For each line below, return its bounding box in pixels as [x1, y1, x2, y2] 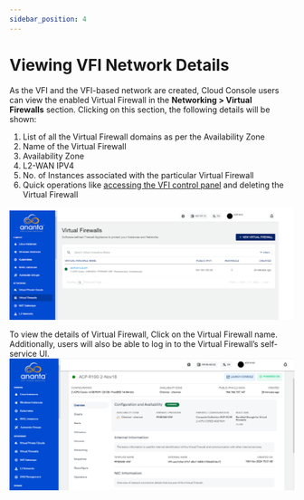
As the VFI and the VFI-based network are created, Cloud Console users [9, 84, 280, 95]
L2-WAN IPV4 [22, 159, 75, 171]
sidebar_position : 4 [9, 14, 88, 24]
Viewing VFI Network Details [9, 54, 230, 75]
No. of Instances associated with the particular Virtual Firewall [22, 169, 254, 180]
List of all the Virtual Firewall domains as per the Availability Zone [22, 131, 265, 142]
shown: [9, 113, 37, 124]
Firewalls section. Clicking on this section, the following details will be [9, 104, 271, 115]
